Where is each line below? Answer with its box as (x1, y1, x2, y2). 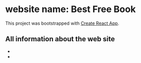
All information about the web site (5, 35, 116, 43)
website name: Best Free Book (5, 4, 136, 15)
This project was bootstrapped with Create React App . (5, 20, 120, 26)
